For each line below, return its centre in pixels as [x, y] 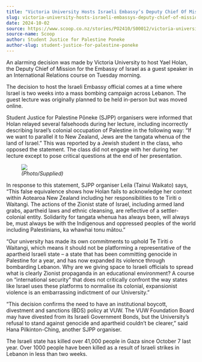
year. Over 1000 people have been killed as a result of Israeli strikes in [93, 347]
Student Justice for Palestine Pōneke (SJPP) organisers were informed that [99, 117]
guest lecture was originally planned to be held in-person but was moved [97, 99]
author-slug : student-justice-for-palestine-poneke [72, 46]
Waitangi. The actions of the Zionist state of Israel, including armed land [95, 204]
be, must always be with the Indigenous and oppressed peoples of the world [101, 223]
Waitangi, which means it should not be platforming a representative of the [99, 247]
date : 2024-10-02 [28, 23]
